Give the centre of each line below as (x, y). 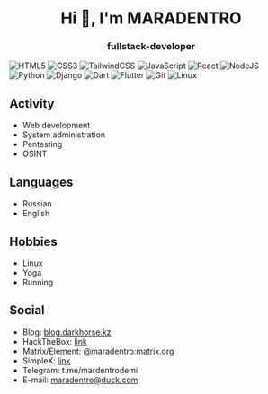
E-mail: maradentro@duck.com (80, 380)
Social (27, 310)
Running (38, 282)
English (36, 214)
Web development (56, 126)
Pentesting (42, 144)
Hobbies (34, 241)
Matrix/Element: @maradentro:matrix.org (98, 351)
